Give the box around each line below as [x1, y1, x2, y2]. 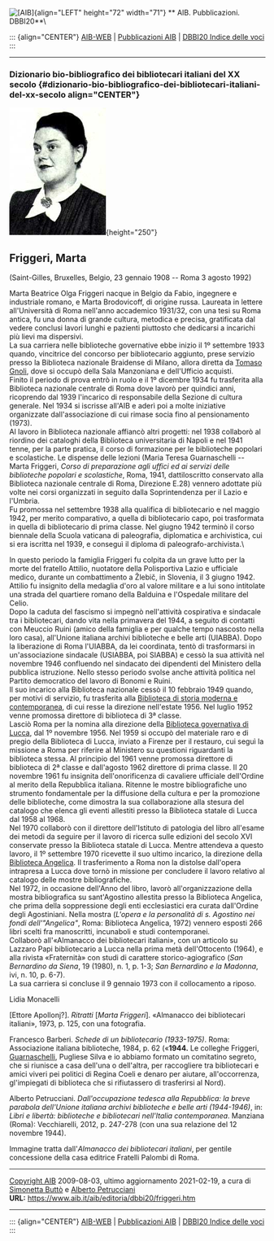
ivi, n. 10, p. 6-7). [9, 970, 66, 980]
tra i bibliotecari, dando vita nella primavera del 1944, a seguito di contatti [9, 615, 255, 626]
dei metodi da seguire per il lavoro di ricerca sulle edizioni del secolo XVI [9, 832, 253, 841]
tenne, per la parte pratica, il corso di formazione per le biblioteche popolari [9, 444, 263, 454]
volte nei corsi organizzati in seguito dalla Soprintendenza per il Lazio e [9, 487, 248, 497]
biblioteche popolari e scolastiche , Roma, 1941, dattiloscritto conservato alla [9, 470, 263, 480]
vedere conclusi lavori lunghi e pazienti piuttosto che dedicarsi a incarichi [9, 323, 255, 333]
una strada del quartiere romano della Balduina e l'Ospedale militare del [9, 590, 249, 600]
